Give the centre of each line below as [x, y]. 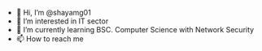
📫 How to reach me [50, 39]
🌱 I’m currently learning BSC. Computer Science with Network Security [135, 30]
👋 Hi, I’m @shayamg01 [53, 13]
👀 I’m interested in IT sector [62, 21]
